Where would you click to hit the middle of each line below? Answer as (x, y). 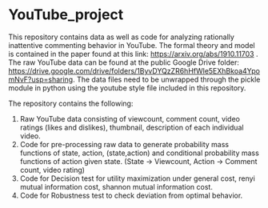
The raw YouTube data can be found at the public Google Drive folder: (124, 62)
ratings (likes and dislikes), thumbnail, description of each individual (132, 127)
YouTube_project (66, 15)
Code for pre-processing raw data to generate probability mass (124, 144)
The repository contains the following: (71, 103)
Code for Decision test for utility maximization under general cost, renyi (138, 178)
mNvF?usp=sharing (41, 79)
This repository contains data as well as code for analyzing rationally (121, 37)
